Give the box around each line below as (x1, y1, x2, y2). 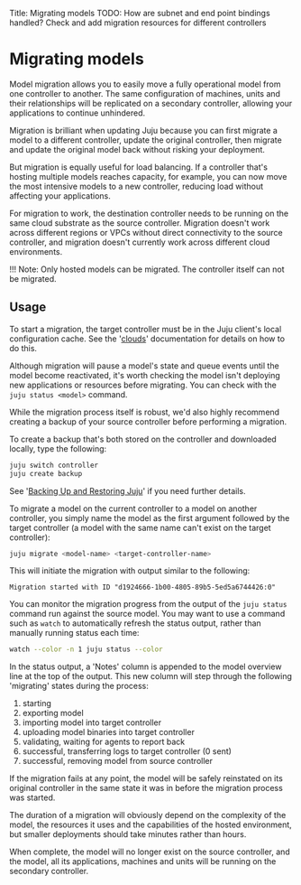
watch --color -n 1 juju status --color (9, 645, 164, 654)
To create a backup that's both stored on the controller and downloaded (9, 433, 277, 444)
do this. (9, 342, 38, 353)
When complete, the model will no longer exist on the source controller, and (9, 846, 290, 857)
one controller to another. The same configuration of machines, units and (9, 88, 281, 98)
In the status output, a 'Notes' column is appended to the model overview (9, 661, 282, 672)
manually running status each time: (9, 628, 140, 638)
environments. (9, 246, 63, 256)
